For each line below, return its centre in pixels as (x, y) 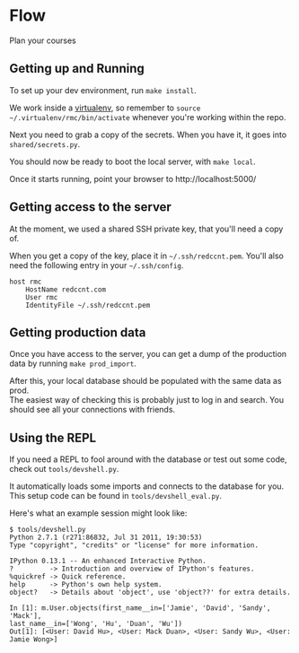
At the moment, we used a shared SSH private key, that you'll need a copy (146, 229)
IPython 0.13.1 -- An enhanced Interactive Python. (108, 562)
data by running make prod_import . (73, 363)
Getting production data (78, 332)
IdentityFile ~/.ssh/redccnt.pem (88, 305)
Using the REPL (53, 437)
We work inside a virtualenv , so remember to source (105, 108)
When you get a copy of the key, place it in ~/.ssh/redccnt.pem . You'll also (147, 256)
